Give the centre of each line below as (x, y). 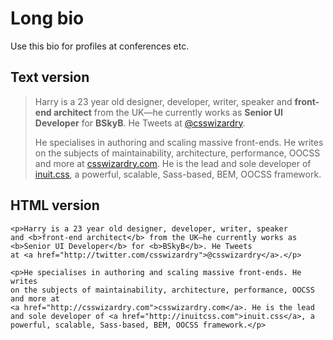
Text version (50, 77)
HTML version (55, 205)
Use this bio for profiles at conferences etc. (100, 46)
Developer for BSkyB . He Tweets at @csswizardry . (140, 123)
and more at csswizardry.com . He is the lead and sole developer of (173, 163)
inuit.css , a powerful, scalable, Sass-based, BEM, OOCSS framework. (178, 174)
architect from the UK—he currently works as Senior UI (168, 112)
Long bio (47, 18)
